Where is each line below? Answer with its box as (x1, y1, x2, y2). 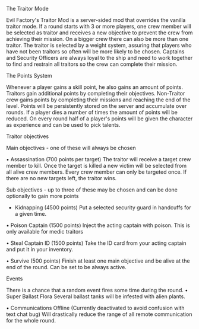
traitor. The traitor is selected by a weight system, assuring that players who (6, 41, 192, 49)
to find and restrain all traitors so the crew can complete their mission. (6, 60, 178, 68)
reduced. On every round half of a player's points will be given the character (6, 115, 193, 122)
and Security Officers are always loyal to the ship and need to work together (6, 55, 193, 61)
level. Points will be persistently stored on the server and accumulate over (6, 103, 187, 109)
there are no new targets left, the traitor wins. (6, 175, 117, 181)
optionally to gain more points (6, 193, 79, 199)
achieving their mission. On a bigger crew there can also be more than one (6, 36, 189, 42)
